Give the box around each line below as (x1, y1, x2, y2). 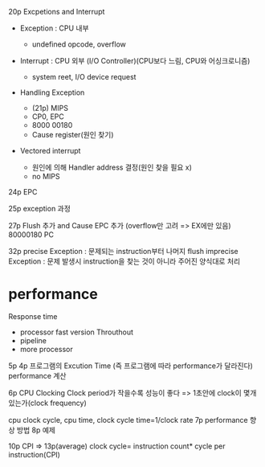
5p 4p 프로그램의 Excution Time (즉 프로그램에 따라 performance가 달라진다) (8, 361, 253, 371)
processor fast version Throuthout (19, 327, 134, 337)
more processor (19, 344, 74, 354)
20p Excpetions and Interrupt (8, 7, 105, 16)
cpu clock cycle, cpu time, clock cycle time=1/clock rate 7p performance (8, 415, 249, 424)
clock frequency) (30, 398, 87, 408)
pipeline (19, 335, 47, 345)
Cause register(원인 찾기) (31, 130, 114, 139)
